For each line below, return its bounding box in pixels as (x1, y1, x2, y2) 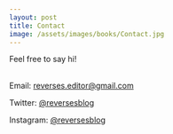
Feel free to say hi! (9, 54, 77, 65)
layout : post (9, 12, 58, 22)
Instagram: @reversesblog (9, 114, 106, 125)
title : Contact (9, 21, 66, 30)
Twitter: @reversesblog (9, 98, 95, 108)
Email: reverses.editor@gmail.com (9, 81, 135, 91)
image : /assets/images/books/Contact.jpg (9, 29, 165, 38)
